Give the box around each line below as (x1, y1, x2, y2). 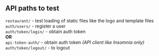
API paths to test (5, 4, 60, 13)
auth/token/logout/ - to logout (5, 44, 70, 50)
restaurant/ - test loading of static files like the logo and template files (5, 17, 154, 23)
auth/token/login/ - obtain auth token (5, 28, 86, 35)
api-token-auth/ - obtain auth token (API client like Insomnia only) (5, 39, 145, 45)
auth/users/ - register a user (5, 23, 66, 29)
